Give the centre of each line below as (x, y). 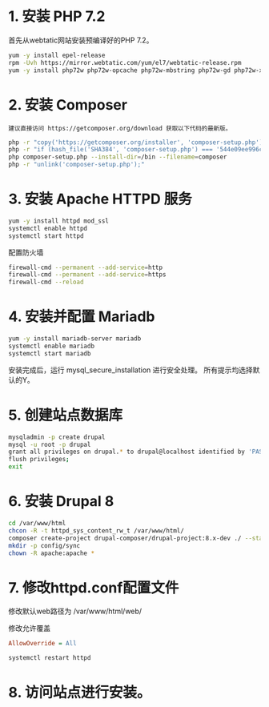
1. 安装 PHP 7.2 (57, 16)
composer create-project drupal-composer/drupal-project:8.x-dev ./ (125, 538)
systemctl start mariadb (50, 353)
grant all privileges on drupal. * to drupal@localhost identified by (127, 452)
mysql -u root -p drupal (50, 444)
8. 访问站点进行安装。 (80, 693)
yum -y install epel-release (57, 55)
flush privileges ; (39, 460)
